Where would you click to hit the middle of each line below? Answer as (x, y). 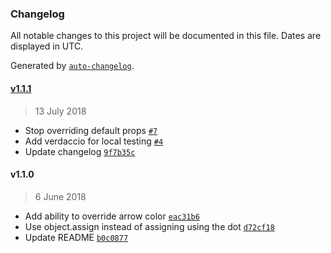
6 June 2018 (60, 196)
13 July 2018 (60, 111)
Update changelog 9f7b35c (80, 151)
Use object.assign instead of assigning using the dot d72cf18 (149, 226)
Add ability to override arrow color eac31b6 (112, 216)
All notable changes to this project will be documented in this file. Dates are (166, 36)
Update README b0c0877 (76, 237)
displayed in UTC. (47, 46)
